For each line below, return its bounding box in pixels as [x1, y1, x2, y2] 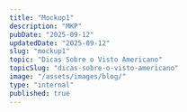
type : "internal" [9, 80, 75, 89]
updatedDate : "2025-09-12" [9, 38, 111, 48]
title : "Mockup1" [9, 13, 75, 23]
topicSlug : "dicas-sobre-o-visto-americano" [9, 64, 179, 73]
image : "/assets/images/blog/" [9, 72, 127, 81]
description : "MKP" [9, 22, 83, 31]
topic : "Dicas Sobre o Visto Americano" [9, 55, 164, 64]
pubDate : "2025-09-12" [9, 30, 94, 39]
